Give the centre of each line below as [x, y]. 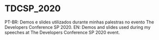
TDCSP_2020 [33, 9]
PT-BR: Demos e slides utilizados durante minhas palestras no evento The [79, 22]
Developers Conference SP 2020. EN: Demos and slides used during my [78, 27]
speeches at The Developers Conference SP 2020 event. [62, 32]
